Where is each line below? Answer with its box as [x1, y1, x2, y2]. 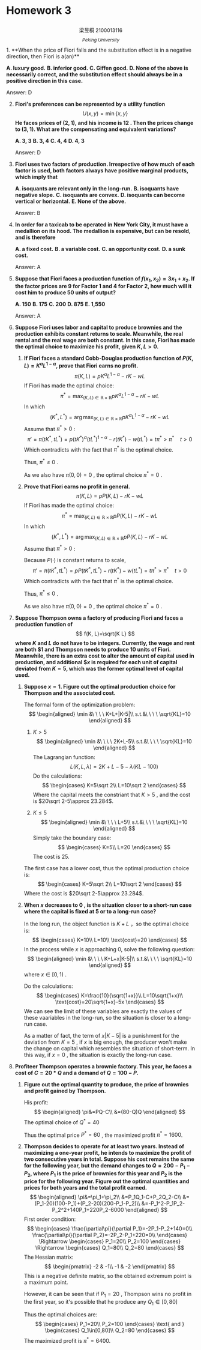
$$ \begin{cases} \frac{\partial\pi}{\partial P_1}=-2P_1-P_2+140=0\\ [26, 1224, 193, 1232]
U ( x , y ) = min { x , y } [82, 109, 128, 117]
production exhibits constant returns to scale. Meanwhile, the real [14, 330, 184, 337]
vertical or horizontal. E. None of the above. [14, 198, 127, 205]
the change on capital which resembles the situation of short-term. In [23, 1044, 196, 1052]
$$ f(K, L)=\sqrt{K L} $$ [76, 630, 135, 637]
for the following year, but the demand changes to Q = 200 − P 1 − [23, 1162, 191, 1171]
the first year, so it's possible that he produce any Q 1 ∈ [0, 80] [23, 1298, 178, 1307]
